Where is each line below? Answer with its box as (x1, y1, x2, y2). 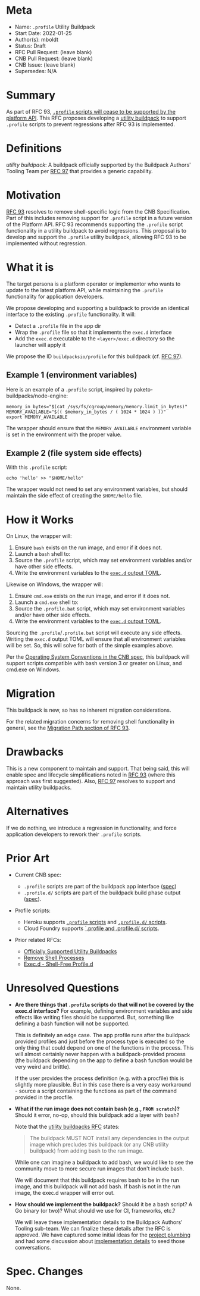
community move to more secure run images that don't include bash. (14, 1164, 185, 1172)
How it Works (6, 513, 74, 527)
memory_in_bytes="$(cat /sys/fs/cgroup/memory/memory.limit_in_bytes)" (6, 403, 187, 409)
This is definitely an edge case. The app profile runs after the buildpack (14, 1031, 190, 1038)
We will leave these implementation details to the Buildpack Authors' (14, 1218, 183, 1226)
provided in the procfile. (14, 1093, 74, 1101)
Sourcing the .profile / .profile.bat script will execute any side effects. (6, 629, 182, 637)
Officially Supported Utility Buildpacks (23, 948, 117, 955)
